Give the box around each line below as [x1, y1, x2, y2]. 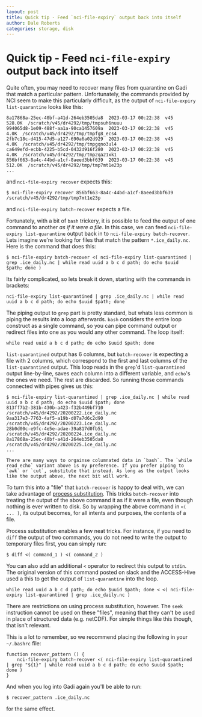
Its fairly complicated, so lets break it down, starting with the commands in [6, 275, 191, 283]
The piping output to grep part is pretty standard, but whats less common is [6, 309, 193, 316]
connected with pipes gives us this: [6, 383, 94, 390]
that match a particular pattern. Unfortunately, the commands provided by [6, 91, 189, 98]
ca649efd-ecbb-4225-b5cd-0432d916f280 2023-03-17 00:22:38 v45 [6, 147, 173, 153]
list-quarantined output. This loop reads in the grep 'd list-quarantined [6, 363, 185, 371]
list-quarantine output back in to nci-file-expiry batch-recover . [25, 230, 191, 238]
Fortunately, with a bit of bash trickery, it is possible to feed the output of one [6, 217, 196, 224]
